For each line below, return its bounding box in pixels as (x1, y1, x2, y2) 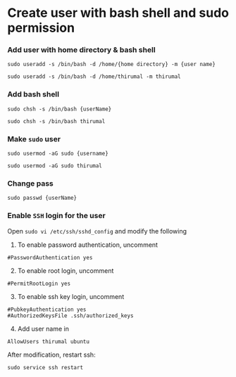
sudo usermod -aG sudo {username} (7, 150, 109, 158)
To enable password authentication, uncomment (17, 241, 159, 249)
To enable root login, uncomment (17, 266, 114, 275)
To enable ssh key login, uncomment (17, 292, 125, 300)
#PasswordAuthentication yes (7, 254, 93, 261)
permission (7, 20, 75, 36)
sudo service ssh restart (7, 364, 83, 371)
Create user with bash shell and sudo (7, 5, 229, 21)
